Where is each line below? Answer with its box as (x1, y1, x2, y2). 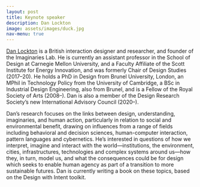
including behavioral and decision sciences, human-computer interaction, (6, 129, 188, 137)
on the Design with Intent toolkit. (6, 174, 86, 181)
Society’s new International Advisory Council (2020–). (6, 98, 139, 105)
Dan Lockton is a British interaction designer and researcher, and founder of (6, 47, 194, 55)
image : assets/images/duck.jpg (6, 25, 84, 32)
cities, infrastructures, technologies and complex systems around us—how (6, 148, 191, 156)
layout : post (6, 8, 39, 15)
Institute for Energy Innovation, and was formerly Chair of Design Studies (6, 67, 187, 74)
